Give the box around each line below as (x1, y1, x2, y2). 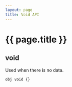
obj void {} (5, 76, 30, 82)
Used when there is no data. (5, 67, 64, 73)
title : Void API (5, 12, 39, 17)
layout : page (5, 7, 33, 13)
